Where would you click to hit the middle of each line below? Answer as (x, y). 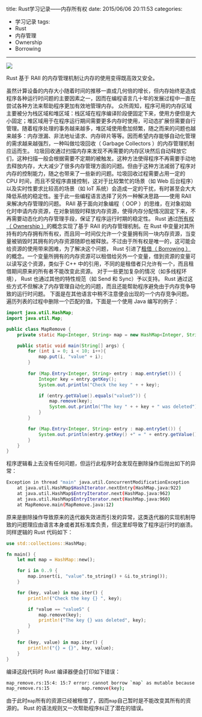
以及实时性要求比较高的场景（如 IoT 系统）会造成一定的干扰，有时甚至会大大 (101, 189)
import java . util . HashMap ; (40, 313)
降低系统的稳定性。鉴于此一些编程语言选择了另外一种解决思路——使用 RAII (99, 196)
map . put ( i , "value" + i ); (71, 357)
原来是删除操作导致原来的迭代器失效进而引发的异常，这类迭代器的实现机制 (98, 517)
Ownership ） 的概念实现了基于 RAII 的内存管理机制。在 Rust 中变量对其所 (104, 226)
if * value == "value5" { (59, 609)
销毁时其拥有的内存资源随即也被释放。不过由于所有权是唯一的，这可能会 (106, 241)
